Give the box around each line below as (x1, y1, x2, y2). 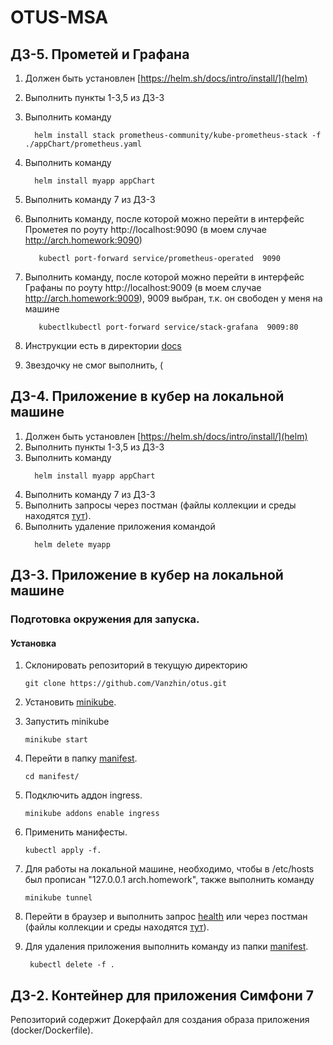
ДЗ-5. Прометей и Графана (10, 46, 190, 63)
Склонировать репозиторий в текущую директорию (24, 659, 248, 671)
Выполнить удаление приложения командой (24, 520, 216, 532)
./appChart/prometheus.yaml (24, 139, 142, 149)
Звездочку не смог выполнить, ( (24, 359, 164, 371)
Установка (10, 637, 57, 649)
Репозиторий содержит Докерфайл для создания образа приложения (10, 1014, 310, 1026)
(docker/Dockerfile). (10, 1024, 94, 1036)
